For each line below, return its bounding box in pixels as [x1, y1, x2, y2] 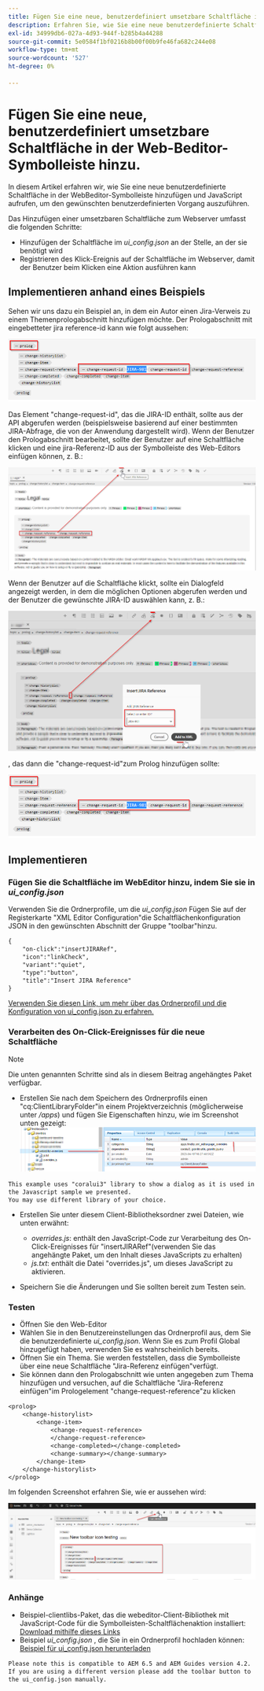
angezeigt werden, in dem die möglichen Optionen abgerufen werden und [8, 586, 247, 596]
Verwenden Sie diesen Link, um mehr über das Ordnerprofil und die [8, 999, 227, 1008]
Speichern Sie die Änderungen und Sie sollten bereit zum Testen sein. [19, 1282, 246, 1291]
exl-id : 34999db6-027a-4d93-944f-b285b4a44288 [8, 29, 163, 37]
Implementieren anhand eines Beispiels [8, 286, 206, 299]
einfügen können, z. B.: [8, 451, 83, 460]
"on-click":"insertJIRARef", [22, 945, 118, 954]
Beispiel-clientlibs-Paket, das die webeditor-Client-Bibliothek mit [19, 1610, 229, 1619]
